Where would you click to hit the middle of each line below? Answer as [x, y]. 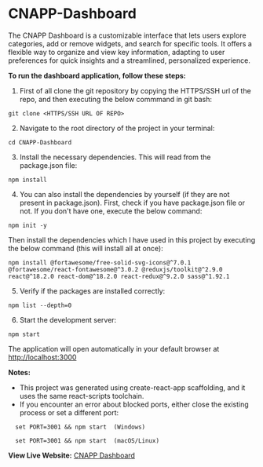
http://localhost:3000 [42, 357]
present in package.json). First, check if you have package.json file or [132, 202]
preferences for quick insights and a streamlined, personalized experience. [130, 60]
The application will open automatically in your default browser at [114, 348]
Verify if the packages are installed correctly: [92, 290]
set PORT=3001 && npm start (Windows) [80, 427]
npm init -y [27, 225]
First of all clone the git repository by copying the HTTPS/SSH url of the [135, 90]
